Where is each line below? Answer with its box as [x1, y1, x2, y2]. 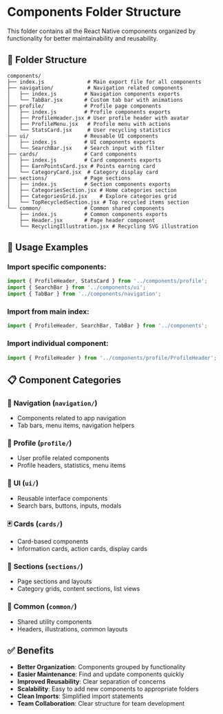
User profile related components [17, 454, 109, 462]
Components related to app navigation [17, 414, 126, 422]
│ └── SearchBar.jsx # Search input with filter [7, 144, 165, 151]
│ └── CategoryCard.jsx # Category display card [7, 169, 158, 175]
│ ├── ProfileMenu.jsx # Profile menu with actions [7, 120, 171, 127]
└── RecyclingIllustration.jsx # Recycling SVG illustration [19, 223, 198, 230]
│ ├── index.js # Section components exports [7, 180, 171, 188]
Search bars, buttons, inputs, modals [17, 501, 122, 510]
